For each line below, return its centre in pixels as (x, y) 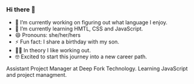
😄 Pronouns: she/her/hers (48, 35)
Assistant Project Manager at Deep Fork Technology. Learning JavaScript (97, 69)
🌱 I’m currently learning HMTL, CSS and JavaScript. (79, 29)
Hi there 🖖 (21, 10)
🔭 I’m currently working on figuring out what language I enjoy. (91, 23)
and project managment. (37, 75)
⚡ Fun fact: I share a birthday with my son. (67, 42)
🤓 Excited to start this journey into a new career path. (81, 57)
